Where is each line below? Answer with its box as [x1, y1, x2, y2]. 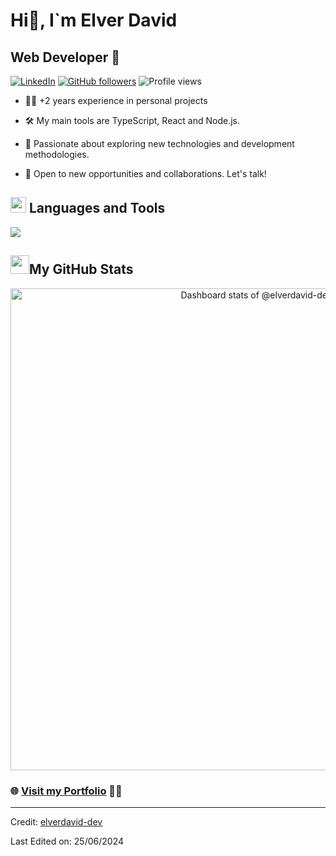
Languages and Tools [28, 200, 166, 217]
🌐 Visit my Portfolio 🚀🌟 [10, 784, 123, 798]
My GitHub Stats [29, 261, 134, 278]
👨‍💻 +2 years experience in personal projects [24, 95, 208, 106]
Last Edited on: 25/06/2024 [10, 835, 124, 847]
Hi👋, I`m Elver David [10, 9, 178, 32]
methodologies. [24, 149, 90, 160]
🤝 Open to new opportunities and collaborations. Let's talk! [24, 168, 267, 179]
